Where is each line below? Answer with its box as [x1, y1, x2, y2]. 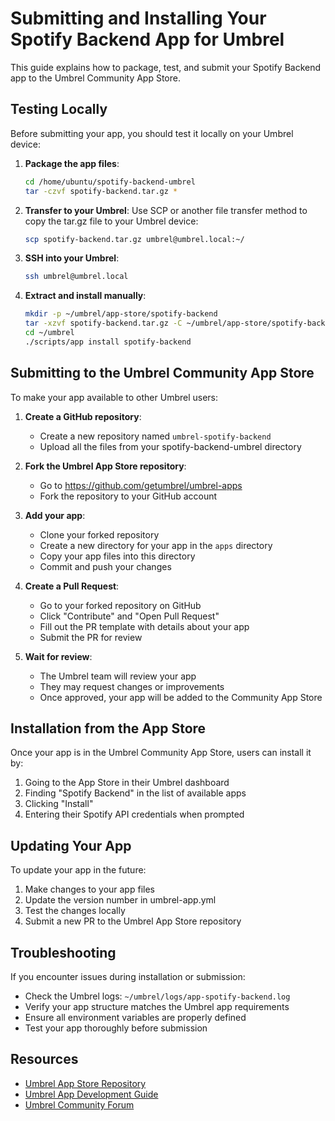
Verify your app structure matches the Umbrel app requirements [24, 1001, 290, 1012]
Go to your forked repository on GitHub [39, 599, 202, 611]
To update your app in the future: [10, 864, 147, 876]
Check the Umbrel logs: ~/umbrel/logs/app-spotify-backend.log [24, 990, 291, 1002]
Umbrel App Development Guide [24, 1088, 159, 1100]
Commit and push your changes [39, 560, 172, 572]
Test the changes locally [24, 905, 126, 917]
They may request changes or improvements [39, 680, 225, 692]
